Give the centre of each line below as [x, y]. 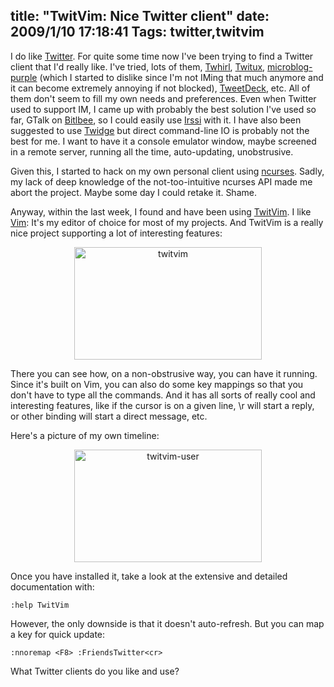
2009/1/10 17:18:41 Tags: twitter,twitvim [137, 32]
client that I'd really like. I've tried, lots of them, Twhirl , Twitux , [138, 66]
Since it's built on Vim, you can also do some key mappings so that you [157, 384]
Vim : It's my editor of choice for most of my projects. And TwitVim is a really [167, 222]
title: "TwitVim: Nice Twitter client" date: [140, 16]
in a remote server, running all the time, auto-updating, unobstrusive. [152, 151]
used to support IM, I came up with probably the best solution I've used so [163, 109]
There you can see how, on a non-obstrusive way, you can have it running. [164, 373]
